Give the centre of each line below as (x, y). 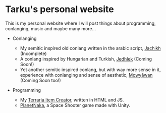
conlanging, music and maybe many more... (51, 28)
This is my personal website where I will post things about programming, (80, 23)
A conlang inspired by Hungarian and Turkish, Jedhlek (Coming (86, 59)
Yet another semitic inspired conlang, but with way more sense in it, (90, 70)
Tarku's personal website (60, 9)
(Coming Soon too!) (41, 80)
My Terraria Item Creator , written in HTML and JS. (72, 100)
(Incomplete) (33, 53)
